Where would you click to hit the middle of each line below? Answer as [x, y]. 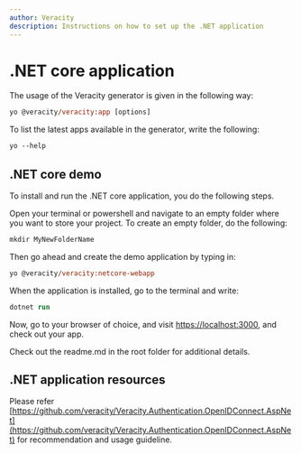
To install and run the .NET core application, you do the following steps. [142, 196]
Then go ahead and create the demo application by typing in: [123, 256]
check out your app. [46, 334]
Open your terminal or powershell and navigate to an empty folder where [144, 213]
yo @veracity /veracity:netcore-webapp [82, 273]
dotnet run [30, 307]
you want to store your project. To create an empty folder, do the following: [149, 223]
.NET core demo [55, 174]
